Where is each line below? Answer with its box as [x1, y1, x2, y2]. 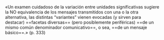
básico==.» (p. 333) [5, 30, 46, 35]
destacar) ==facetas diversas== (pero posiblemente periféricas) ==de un [5, 19, 154, 25]
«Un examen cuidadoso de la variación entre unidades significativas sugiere [5, 4, 160, 10]
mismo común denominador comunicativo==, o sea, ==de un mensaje [5, 25, 147, 30]
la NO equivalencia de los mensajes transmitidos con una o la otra [5, 9, 138, 15]
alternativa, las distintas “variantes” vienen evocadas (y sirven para [5, 14, 141, 20]
